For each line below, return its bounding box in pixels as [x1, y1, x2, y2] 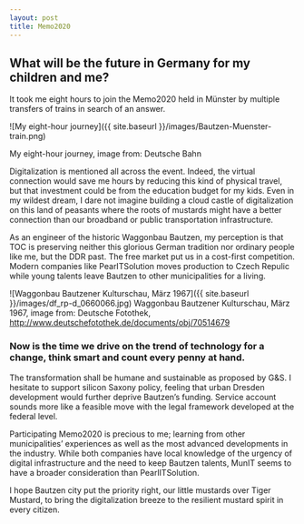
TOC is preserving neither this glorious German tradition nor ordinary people [9, 242, 295, 253]
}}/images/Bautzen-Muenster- [158, 121, 272, 132]
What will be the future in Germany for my [9, 55, 251, 71]
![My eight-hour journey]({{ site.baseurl [9, 121, 157, 132]
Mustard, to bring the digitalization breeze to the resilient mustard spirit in [9, 494, 284, 505]
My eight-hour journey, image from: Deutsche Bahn [9, 148, 202, 159]
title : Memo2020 [9, 22, 71, 31]
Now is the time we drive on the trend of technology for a [9, 340, 265, 353]
